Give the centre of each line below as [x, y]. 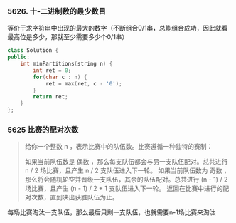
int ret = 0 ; [52, 70]
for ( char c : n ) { [60, 77]
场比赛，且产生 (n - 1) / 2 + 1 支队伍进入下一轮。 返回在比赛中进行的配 [127, 188]
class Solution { [33, 51]
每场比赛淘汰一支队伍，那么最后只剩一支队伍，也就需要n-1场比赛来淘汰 [112, 212]
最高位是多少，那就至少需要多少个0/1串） [68, 37]
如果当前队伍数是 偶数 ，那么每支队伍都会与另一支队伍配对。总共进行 [126, 162]
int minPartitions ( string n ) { [66, 64]
